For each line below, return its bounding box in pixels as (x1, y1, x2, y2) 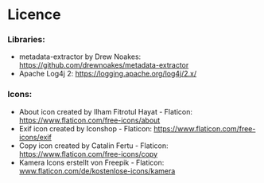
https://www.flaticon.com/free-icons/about (18, 115, 161, 125)
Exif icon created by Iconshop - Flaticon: (18, 123, 153, 133)
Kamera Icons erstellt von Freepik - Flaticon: (18, 158, 165, 167)
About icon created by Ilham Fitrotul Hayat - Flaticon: (18, 107, 192, 116)
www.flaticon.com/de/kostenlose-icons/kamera (18, 165, 176, 176)
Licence (7, 6, 61, 24)
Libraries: (7, 34, 45, 45)
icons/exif (18, 132, 52, 142)
